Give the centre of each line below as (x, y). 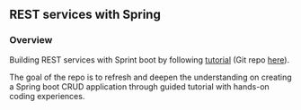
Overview (31, 40)
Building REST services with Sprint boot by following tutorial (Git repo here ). (150, 59)
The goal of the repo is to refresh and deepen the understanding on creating (150, 77)
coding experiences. (47, 96)
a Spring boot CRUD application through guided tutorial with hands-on (139, 86)
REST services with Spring (85, 15)
